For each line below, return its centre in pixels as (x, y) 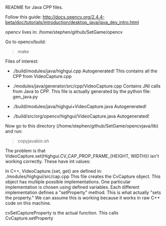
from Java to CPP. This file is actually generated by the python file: (81, 91)
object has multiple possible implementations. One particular (68, 182)
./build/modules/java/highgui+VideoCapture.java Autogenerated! (79, 106)
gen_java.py (25, 97)
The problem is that (25, 151)
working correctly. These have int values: (48, 161)
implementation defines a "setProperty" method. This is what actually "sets (83, 192)
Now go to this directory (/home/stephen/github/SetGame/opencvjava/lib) (82, 126)
